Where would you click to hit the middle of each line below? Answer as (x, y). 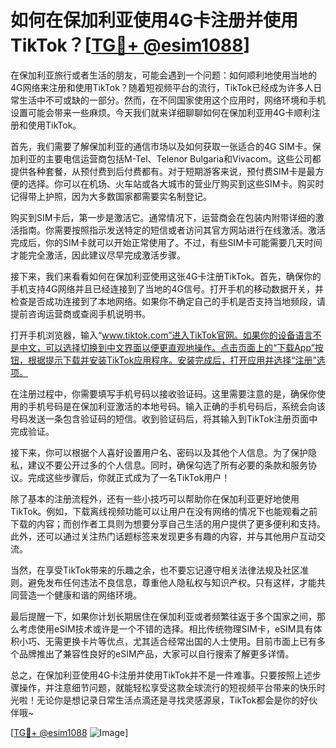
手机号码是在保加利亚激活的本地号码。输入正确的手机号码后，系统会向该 (176, 406)
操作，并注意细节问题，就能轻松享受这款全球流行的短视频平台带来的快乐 (167, 687)
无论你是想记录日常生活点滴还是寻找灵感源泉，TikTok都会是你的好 (173, 700)
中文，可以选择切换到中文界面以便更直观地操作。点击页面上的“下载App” (166, 347)
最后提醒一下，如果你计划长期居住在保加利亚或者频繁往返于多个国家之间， (163, 616)
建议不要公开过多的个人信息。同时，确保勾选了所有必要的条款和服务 (167, 465)
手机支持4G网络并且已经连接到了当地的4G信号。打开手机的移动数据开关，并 (167, 288)
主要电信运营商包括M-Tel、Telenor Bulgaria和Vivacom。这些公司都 (183, 158)
